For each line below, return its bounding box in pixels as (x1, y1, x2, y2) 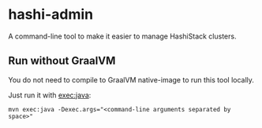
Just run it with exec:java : (8, 90, 92, 100)
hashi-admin (8, 5, 93, 24)
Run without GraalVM (8, 54, 116, 68)
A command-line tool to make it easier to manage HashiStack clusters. (8, 31, 237, 41)
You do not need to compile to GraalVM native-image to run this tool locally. (8, 75, 255, 84)
